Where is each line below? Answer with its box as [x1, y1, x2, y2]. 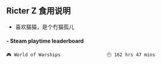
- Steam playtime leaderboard [6, 37, 84, 44]
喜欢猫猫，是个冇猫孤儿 [15, 23, 74, 30]
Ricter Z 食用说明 [6, 5, 71, 16]
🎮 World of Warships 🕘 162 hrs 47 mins [6, 52, 156, 58]
